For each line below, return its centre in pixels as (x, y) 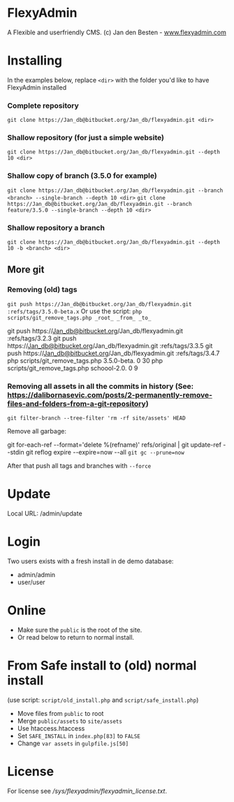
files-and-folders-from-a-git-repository (77, 403)
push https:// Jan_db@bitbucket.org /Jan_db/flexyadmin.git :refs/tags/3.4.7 (114, 353)
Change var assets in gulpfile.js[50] (73, 743)
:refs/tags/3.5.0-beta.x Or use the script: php (75, 311)
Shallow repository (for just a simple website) (86, 138)
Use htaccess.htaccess (51, 728)
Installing (35, 61)
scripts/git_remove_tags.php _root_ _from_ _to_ (79, 318)
